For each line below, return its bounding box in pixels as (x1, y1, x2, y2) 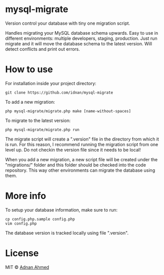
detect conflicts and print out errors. (5, 46, 80, 52)
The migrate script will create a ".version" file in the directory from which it (5, 136, 159, 142)
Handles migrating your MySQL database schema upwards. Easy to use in (5, 30, 158, 36)
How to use (5, 64, 53, 75)
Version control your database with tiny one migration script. (5, 20, 130, 26)
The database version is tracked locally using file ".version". (5, 230, 129, 236)
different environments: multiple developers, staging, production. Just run (5, 35, 157, 41)
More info (5, 190, 47, 202)
